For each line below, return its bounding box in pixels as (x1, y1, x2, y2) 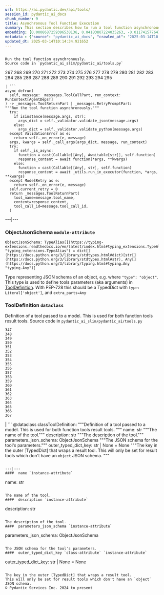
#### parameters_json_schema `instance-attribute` (5, 524, 112, 529)
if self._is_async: (14, 148, 54, 153)
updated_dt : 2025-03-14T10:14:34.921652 (5, 39, 89, 44)
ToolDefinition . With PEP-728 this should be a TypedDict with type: (5, 284, 140, 291)
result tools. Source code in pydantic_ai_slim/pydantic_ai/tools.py (5, 318, 143, 324)
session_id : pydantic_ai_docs (5, 12, 67, 17)
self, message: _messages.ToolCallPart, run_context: (9, 92, 121, 98)
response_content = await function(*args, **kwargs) (18, 157, 128, 162)
